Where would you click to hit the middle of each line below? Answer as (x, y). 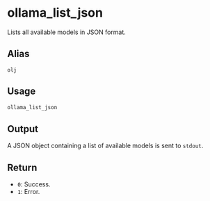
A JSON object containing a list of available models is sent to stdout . (105, 146)
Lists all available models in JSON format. (67, 32)
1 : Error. (29, 192)
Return (22, 167)
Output (23, 129)
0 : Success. (34, 184)
